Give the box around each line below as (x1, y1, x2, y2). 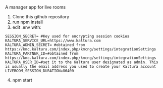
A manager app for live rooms (5, 4, 66, 10)
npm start (12, 77, 32, 83)
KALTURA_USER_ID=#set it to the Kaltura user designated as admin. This (5, 60, 159, 65)
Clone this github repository (12, 14, 69, 19)
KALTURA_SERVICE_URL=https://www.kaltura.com (5, 38, 101, 43)
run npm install (12, 19, 43, 25)
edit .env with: (12, 24, 42, 30)
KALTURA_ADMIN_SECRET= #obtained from (5, 43, 85, 47)
